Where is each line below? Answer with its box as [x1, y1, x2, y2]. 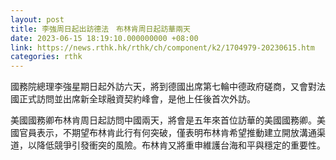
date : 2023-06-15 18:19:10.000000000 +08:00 [10, 33, 199, 43]
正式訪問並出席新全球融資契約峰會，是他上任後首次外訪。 [18, 93, 256, 105]
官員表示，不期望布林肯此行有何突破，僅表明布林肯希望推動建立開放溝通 [18, 127, 317, 139]
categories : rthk [10, 52, 83, 62]
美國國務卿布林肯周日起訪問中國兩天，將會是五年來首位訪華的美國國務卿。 [10, 114, 317, 126]
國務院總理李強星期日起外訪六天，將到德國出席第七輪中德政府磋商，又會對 [10, 81, 317, 93]
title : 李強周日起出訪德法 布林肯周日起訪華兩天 [10, 24, 191, 34]
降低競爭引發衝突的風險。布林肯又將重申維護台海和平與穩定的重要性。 [36, 139, 326, 151]
